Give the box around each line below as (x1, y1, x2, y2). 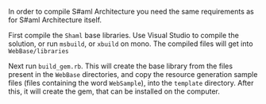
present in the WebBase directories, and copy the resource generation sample (8, 70, 258, 79)
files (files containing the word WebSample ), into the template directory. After (8, 79, 254, 87)
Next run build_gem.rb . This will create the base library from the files (8, 61, 233, 71)
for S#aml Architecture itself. (8, 15, 102, 25)
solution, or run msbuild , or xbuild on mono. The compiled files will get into (8, 39, 253, 48)
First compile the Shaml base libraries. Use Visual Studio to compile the (8, 31, 240, 40)
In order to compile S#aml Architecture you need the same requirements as (8, 7, 254, 16)
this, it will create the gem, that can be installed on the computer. (8, 87, 220, 96)
